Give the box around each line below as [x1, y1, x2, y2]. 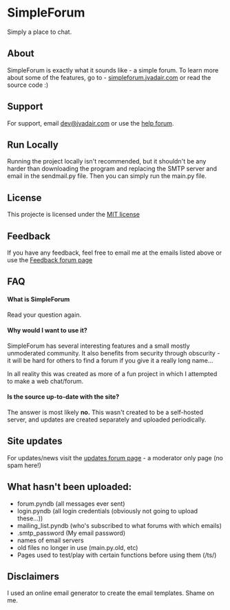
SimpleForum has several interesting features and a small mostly [7, 342, 191, 350]
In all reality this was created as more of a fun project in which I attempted [7, 369, 218, 377]
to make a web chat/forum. [7, 377, 84, 385]
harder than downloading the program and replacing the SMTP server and [7, 164, 217, 173]
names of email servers [17, 536, 84, 544]
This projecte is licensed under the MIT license [7, 210, 140, 219]
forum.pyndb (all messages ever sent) [17, 499, 125, 508]
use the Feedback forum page [7, 256, 93, 264]
